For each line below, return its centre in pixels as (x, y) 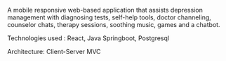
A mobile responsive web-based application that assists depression (105, 10)
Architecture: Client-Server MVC (54, 52)
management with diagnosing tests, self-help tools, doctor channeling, (109, 17)
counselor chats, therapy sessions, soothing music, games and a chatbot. (114, 25)
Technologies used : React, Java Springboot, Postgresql (88, 38)
